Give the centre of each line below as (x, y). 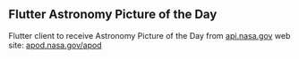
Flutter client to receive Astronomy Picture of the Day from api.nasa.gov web (149, 35)
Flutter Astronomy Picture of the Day (113, 15)
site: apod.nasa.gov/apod (55, 45)
